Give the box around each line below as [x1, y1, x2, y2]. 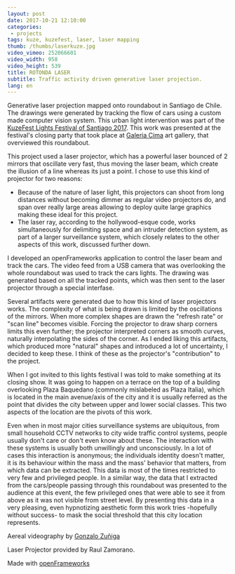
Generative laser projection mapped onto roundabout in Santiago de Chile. [7, 101, 222, 109]
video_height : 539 [7, 62, 61, 69]
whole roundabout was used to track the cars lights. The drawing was [7, 269, 209, 277]
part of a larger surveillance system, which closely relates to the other [17, 233, 220, 241]
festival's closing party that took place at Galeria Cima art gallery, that [7, 131, 209, 140]
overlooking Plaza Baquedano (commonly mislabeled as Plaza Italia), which [7, 385, 225, 394]
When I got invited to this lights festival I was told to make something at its [7, 371, 221, 379]
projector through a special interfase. [7, 283, 114, 292]
